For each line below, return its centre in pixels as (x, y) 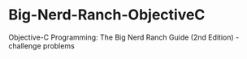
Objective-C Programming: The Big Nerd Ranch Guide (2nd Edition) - (124, 37)
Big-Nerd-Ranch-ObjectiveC (107, 15)
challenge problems (41, 45)
